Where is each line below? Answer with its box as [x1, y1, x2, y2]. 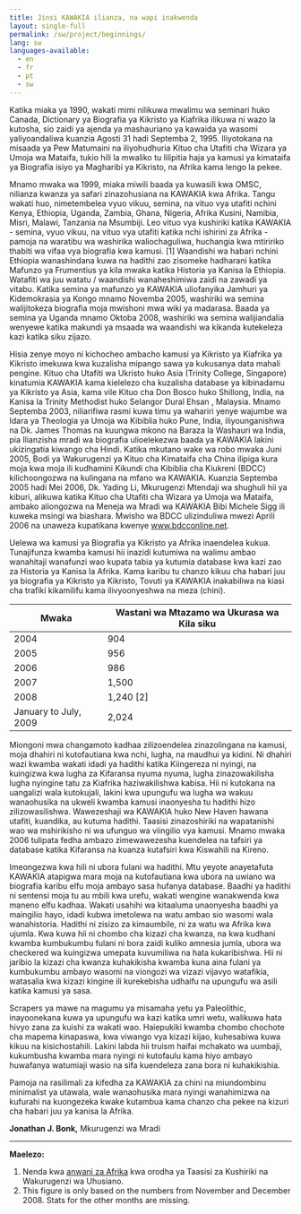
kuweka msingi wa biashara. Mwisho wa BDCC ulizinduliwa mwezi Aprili [9, 510, 275, 521]
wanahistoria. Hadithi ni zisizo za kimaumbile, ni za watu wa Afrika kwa [9, 918, 271, 929]
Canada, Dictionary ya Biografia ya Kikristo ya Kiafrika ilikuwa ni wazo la [9, 114, 276, 125]
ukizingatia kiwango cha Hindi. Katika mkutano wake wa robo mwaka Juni [9, 443, 282, 454]
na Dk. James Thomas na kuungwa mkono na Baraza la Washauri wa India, [9, 425, 287, 435]
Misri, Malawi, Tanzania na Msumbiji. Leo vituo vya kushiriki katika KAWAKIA [9, 217, 292, 228]
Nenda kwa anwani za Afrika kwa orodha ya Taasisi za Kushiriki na [21, 1166, 269, 1176]
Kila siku [178, 617, 217, 630]
